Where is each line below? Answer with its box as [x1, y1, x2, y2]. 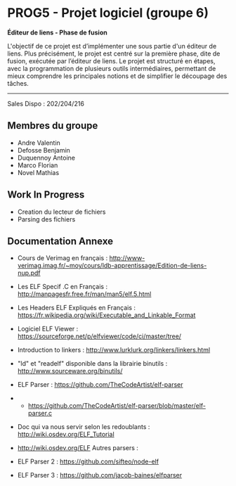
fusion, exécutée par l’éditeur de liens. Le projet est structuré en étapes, [7, 56, 216, 65]
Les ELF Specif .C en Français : [17, 283, 107, 291]
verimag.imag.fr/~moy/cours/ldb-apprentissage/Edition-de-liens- [17, 262, 207, 270]
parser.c [27, 409, 53, 418]
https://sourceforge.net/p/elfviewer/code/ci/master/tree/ [17, 332, 181, 340]
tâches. [7, 79, 29, 87]
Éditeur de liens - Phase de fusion [7, 28, 107, 37]
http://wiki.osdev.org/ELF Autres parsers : [17, 444, 139, 452]
